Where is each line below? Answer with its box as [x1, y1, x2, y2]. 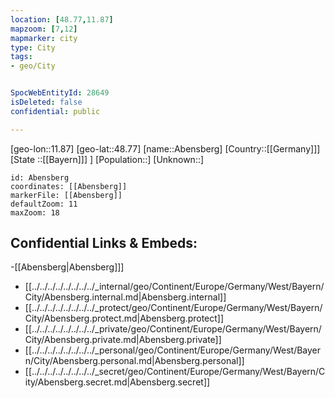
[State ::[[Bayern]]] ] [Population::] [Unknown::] [10, 153, 205, 165]
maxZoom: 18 [10, 207, 60, 218]
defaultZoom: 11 [10, 199, 78, 209]
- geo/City [10, 61, 56, 71]
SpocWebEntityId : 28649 [10, 88, 110, 98]
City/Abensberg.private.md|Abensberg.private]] [24, 334, 222, 346]
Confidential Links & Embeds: [10, 235, 198, 252]
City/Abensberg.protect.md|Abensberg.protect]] [24, 312, 225, 325]
